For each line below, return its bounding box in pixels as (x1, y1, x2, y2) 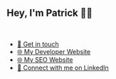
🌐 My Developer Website (16, 47, 91, 56)
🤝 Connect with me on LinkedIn (16, 63, 110, 72)
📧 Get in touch (16, 40, 60, 48)
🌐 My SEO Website (16, 55, 73, 64)
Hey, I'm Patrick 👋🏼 (6, 7, 93, 19)
